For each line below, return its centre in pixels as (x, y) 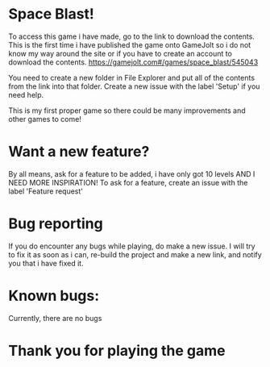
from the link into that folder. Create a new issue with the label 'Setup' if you (134, 86)
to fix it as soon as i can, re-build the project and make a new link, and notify (135, 254)
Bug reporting (56, 224)
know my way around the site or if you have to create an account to (120, 53)
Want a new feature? (79, 152)
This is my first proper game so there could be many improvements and (127, 111)
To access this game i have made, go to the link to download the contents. (132, 36)
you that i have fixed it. (46, 263)
